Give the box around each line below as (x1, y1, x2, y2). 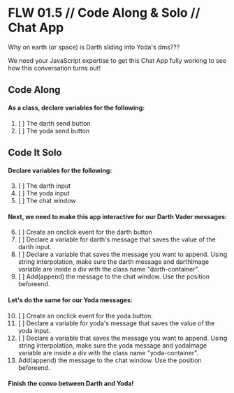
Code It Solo (8, 147, 62, 158)
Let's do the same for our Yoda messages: (8, 295, 133, 304)
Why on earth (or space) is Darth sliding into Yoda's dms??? (8, 43, 180, 51)
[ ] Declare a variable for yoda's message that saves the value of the (17, 319, 215, 327)
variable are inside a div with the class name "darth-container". (17, 265, 200, 274)
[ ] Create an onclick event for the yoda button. (17, 311, 153, 320)
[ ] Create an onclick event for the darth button (17, 228, 153, 237)
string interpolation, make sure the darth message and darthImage (17, 258, 209, 266)
